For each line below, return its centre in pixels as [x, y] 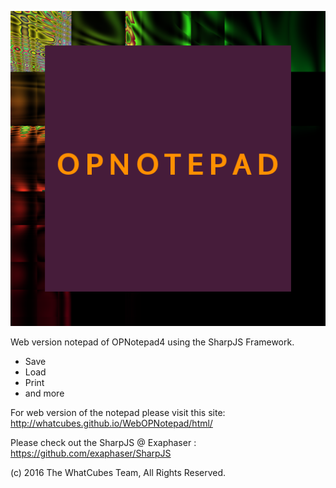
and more [44, 393]
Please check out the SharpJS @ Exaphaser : [103, 442]
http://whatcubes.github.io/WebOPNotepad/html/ [111, 423]
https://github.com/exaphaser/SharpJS [91, 453]
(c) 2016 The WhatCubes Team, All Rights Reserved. [118, 472]
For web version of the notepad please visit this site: [118, 412]
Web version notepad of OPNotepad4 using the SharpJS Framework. [152, 342]
